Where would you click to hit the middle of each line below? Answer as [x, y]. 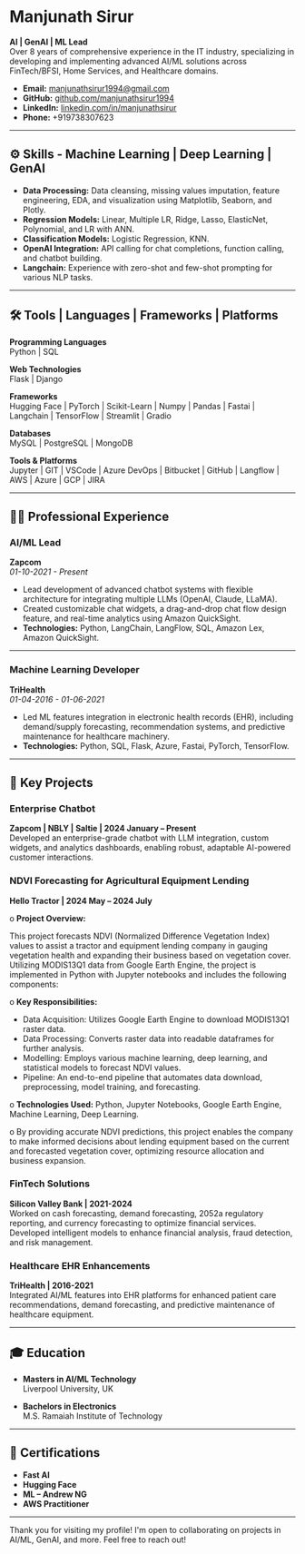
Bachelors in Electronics [69, 1406]
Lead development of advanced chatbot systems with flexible [138, 590]
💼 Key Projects [51, 782]
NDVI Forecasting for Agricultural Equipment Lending [129, 880]
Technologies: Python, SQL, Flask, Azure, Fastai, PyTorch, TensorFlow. [156, 745]
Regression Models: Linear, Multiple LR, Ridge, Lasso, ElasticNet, [145, 219]
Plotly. [34, 210]
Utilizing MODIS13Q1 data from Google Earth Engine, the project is [133, 965]
